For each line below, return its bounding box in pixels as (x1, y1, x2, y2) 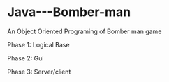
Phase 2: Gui (7, 54, 44, 63)
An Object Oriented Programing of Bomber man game (7, 27, 162, 35)
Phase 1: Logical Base (7, 40, 70, 49)
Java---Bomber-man (7, 4, 131, 20)
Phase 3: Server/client (7, 67, 71, 76)
